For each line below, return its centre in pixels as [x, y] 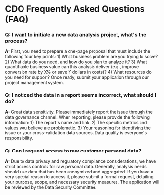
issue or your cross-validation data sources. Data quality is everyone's [76, 132]
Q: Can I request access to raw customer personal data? [73, 151]
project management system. [35, 83]
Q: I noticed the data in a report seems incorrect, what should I [81, 95]
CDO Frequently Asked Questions [75, 9]
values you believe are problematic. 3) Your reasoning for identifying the [78, 128]
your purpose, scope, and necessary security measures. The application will [82, 182]
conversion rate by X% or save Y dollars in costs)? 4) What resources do [78, 72]
